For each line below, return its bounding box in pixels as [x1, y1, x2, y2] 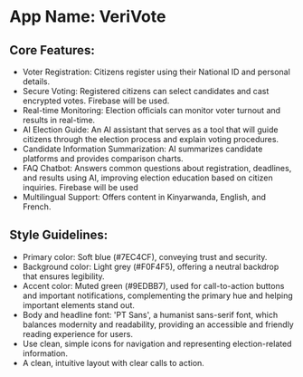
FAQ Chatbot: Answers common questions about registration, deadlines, [22, 163, 292, 173]
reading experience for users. [22, 328, 134, 339]
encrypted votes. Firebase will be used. [22, 95, 170, 106]
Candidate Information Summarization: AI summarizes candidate [22, 143, 263, 154]
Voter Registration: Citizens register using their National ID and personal [22, 66, 291, 77]
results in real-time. [22, 115, 96, 125]
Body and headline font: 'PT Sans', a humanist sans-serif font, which [22, 309, 279, 320]
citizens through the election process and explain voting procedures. [22, 134, 279, 144]
